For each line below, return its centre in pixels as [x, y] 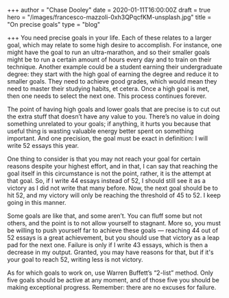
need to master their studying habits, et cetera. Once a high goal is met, [108, 89]
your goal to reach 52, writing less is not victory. [75, 259]
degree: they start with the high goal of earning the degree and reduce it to [113, 74]
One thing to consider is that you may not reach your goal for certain [104, 159]
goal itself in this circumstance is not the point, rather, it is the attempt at [109, 173]
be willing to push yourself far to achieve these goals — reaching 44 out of [112, 230]
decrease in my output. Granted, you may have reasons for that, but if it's [110, 252]
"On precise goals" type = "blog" [54, 24]
